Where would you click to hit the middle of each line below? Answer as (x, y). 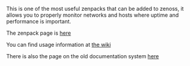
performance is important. (39, 21)
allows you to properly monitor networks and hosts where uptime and (93, 15)
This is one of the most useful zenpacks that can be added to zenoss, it (95, 9)
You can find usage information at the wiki (59, 45)
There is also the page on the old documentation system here (83, 56)
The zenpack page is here (39, 33)
